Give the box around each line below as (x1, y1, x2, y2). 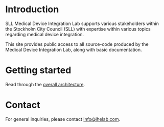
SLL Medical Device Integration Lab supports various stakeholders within (5, 20, 159, 27)
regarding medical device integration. (5, 31, 84, 37)
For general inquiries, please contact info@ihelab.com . (5, 116, 121, 122)
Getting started (5, 65, 72, 76)
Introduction (5, 4, 59, 15)
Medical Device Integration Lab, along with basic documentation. (5, 46, 142, 53)
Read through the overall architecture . (5, 81, 85, 87)
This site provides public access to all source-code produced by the (5, 41, 149, 47)
